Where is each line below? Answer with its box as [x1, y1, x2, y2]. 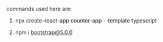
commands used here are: [6, 5, 72, 12]
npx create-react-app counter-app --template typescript [15, 17, 157, 24]
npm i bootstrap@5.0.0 [15, 29, 73, 36]
